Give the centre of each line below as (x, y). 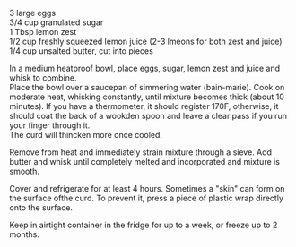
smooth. (25, 171)
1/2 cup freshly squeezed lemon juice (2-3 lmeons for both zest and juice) (146, 41)
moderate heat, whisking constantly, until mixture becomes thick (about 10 (147, 97)
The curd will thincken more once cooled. (86, 135)
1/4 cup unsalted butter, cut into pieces (82, 51)
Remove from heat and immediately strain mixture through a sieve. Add (140, 152)
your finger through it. (50, 125)
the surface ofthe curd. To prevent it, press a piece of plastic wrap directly (147, 198)
